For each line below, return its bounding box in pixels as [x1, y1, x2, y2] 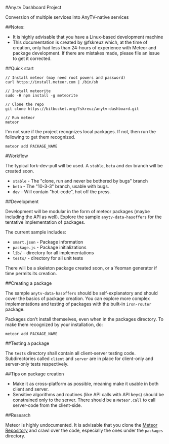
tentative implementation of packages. [5, 219, 86, 225]
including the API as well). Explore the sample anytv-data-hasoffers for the [5, 214, 162, 220]
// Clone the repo [5, 102, 44, 107]
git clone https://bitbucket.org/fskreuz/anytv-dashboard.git [5, 106, 139, 111]
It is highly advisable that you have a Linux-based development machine [12, 34, 163, 40]
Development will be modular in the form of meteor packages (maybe [5, 209, 150, 214]
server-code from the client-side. [12, 402, 82, 408]
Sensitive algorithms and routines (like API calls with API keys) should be [12, 392, 164, 397]
